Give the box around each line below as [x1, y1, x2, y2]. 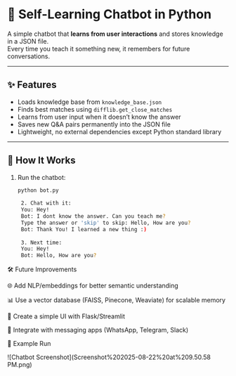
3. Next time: [20, 239, 63, 246]
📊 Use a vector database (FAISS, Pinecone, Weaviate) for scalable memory [7, 296, 226, 304]
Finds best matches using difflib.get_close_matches [17, 105, 173, 113]
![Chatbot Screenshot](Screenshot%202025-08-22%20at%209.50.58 [7, 353, 211, 361]
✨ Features [7, 79, 57, 91]
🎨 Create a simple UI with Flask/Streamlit [7, 312, 125, 320]
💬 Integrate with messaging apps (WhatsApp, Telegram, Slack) [7, 326, 189, 335]
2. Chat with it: [20, 200, 72, 207]
